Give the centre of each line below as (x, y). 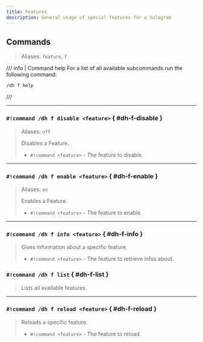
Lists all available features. (54, 288)
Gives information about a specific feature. (74, 247)
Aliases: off (36, 131)
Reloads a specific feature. (54, 322)
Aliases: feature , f (44, 56)
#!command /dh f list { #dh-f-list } (58, 274)
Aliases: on (34, 189)
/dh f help (20, 86)
